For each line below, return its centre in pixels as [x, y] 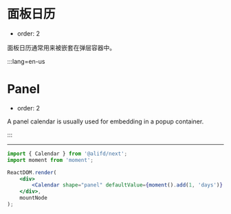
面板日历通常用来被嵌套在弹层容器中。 [61, 47]
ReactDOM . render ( [32, 172]
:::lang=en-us [26, 61]
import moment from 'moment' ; [51, 160]
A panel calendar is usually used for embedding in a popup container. [106, 121]
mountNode [34, 198]
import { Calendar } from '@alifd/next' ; [67, 154]
